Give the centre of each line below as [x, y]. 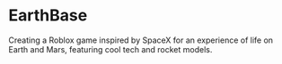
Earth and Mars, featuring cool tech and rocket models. [110, 49]
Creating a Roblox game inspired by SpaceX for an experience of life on [141, 40]
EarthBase [48, 16]
